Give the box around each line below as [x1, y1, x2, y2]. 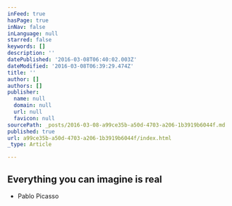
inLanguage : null [7, 30, 59, 37]
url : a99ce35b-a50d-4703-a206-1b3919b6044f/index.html [7, 134, 172, 141]
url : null [13, 108, 42, 115]
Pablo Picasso [17, 191, 59, 200]
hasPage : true [7, 17, 49, 24]
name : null [13, 96, 46, 103]
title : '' [7, 69, 37, 76]
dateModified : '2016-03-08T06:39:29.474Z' [7, 63, 134, 70]
